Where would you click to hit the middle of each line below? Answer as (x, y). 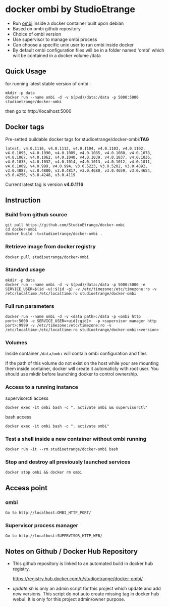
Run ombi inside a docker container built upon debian (68, 23)
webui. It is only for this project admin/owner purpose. (69, 599)
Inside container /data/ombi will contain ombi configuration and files (76, 354)
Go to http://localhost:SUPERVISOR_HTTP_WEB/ (54, 536)
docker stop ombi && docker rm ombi (44, 473)
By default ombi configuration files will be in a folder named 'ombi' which (88, 50)
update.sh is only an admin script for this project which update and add (87, 589)
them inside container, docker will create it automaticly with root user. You (82, 369)
